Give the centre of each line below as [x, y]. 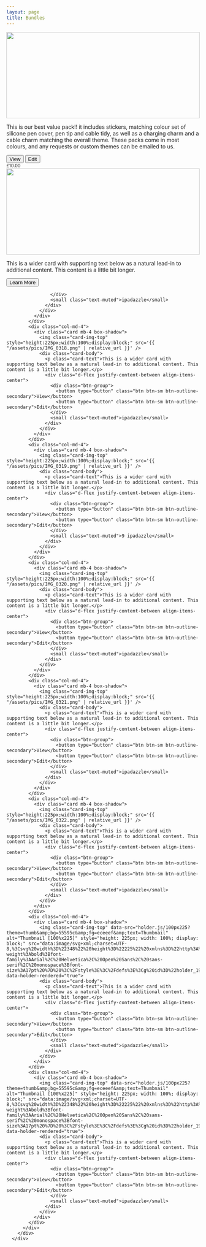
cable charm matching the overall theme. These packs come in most [93, 140]
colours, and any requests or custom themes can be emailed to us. [91, 146]
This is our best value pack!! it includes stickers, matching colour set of [96, 127]
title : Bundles [26, 18]
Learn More [23, 282]
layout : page [23, 12]
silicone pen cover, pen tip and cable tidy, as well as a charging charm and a [103, 133]
